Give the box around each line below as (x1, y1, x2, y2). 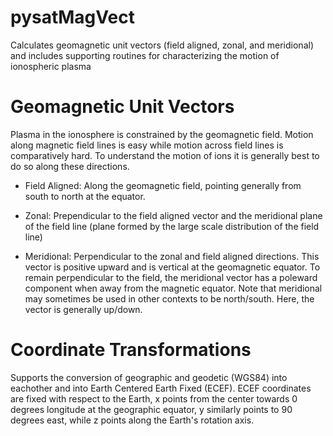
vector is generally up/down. (24, 303, 143, 315)
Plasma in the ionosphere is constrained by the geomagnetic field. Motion (10, 128, 314, 140)
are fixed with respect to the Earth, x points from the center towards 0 (10, 392, 298, 405)
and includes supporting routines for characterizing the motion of (10, 49, 280, 61)
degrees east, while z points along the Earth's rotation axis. (10, 414, 255, 426)
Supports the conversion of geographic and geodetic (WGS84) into (10, 371, 288, 383)
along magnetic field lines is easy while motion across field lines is (10, 139, 284, 151)
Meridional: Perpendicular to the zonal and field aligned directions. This (24, 250, 320, 262)
